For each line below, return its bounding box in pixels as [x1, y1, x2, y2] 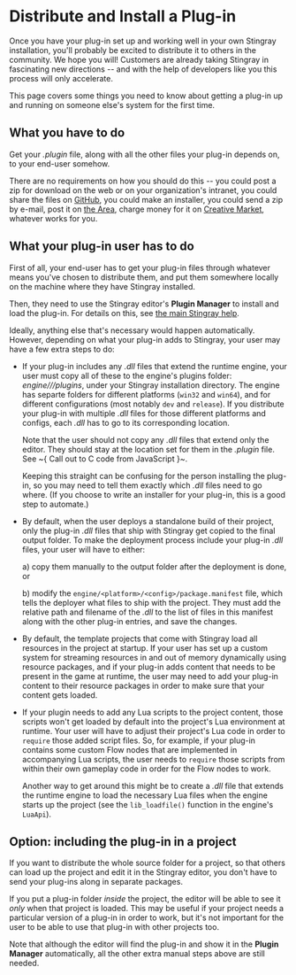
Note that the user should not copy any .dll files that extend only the [21, 434, 269, 445]
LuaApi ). [21, 809, 51, 819]
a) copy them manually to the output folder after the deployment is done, [21, 561, 287, 572]
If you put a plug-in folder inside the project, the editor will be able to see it [9, 894, 281, 904]
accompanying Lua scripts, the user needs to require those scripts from [21, 754, 285, 764]
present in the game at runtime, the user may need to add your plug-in [21, 670, 278, 681]
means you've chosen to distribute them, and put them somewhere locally [9, 272, 279, 282]
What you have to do [9, 126, 125, 141]
